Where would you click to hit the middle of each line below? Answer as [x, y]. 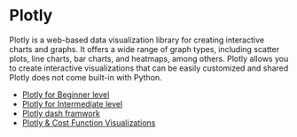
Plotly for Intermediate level [72, 103]
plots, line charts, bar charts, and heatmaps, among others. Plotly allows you [149, 58]
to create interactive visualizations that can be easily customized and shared [149, 68]
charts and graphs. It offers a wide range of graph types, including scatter [145, 49]
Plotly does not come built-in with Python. [86, 77]
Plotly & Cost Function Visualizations [89, 122]
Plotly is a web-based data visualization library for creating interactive [137, 40]
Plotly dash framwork [61, 113]
